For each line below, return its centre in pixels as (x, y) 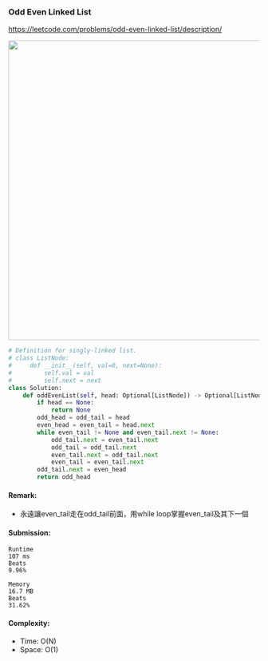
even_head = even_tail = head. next (96, 425)
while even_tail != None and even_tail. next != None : (128, 432)
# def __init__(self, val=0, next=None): (85, 366)
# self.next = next (55, 380)
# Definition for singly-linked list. (73, 351)
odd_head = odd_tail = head (83, 418)
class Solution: (35, 388)
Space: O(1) (39, 649)
